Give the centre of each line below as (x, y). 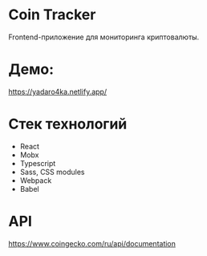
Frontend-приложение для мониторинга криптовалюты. (104, 37)
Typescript (38, 163)
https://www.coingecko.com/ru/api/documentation (92, 243)
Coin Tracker (52, 15)
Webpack (36, 180)
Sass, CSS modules (52, 172)
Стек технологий (68, 124)
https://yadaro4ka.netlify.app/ (57, 91)
